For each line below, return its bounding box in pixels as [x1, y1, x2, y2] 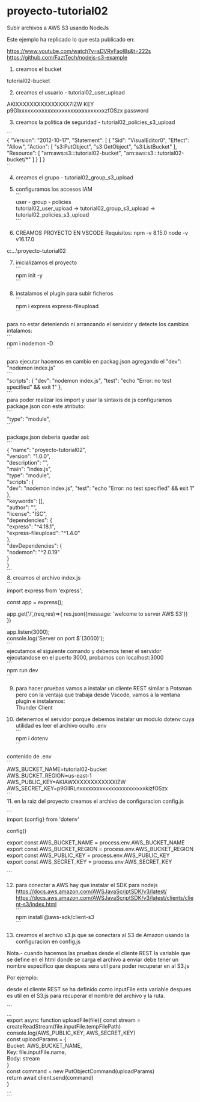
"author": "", [7, 504, 37, 511]
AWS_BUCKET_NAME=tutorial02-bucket [7, 766, 108, 773]
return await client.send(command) [7, 1074, 94, 1081]
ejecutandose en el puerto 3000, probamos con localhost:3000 [7, 654, 164, 661]
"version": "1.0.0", [7, 453, 50, 460]
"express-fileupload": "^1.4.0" [7, 529, 80, 536]
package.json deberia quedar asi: [7, 433, 89, 441]
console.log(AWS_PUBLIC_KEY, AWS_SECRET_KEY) [7, 1029, 136, 1036]
